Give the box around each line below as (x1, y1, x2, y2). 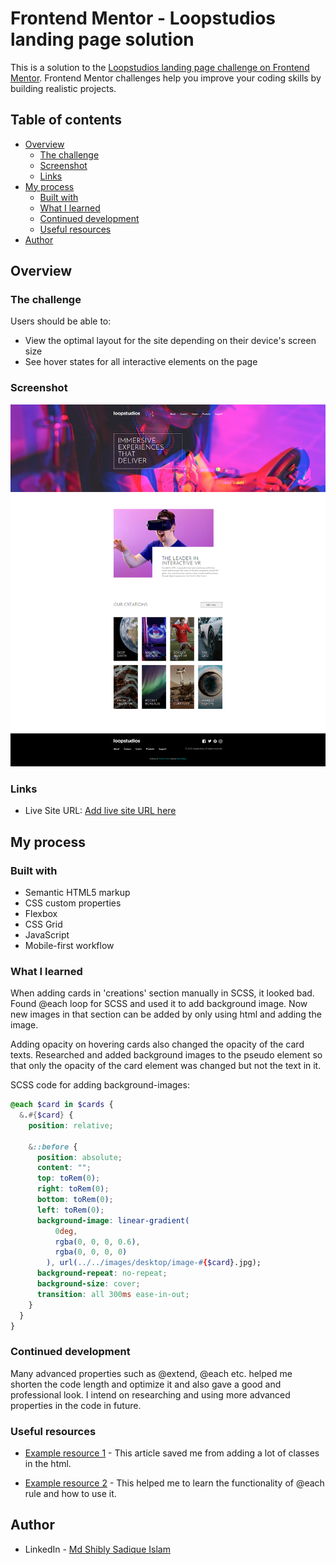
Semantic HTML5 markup (24, 886, 131, 898)
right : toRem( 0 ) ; (36, 1184, 110, 1194)
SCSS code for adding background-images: (10, 1079, 190, 1091)
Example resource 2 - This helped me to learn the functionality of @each (24, 1477, 325, 1489)
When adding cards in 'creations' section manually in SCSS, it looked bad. (10, 987, 315, 999)
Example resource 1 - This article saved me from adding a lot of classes (24, 1447, 320, 1459)
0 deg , (54, 1226, 78, 1236)
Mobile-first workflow (24, 939, 115, 951)
